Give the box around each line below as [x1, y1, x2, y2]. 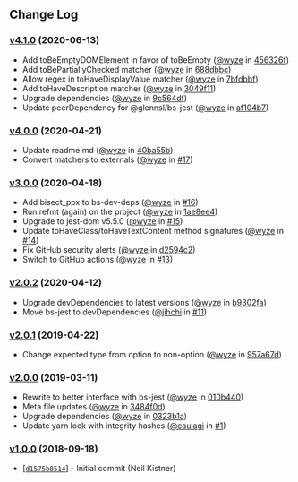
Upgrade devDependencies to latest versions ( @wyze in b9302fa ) [21, 297, 267, 307]
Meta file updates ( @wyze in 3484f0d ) [21, 401, 166, 412]
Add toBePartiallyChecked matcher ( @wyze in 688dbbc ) [21, 64, 232, 74]
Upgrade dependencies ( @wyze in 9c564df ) [21, 92, 188, 103]
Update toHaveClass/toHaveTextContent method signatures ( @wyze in [21, 226, 285, 237]
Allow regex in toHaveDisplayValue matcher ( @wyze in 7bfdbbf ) [21, 73, 259, 84]
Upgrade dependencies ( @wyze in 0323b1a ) [21, 411, 188, 422]
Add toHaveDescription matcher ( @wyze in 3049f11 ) [21, 82, 217, 93]
